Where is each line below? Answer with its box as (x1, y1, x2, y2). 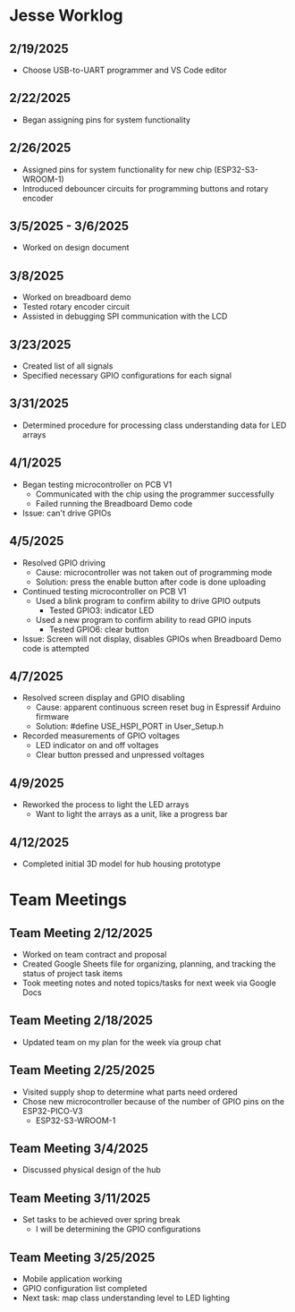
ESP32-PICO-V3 (21, 1105, 83, 1116)
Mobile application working (21, 1274, 122, 1284)
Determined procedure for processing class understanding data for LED (21, 420, 287, 430)
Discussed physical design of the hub (21, 1164, 161, 1175)
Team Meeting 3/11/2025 (9, 1190, 151, 1206)
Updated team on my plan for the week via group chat (21, 1036, 222, 1047)
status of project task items (21, 967, 123, 978)
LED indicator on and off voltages (35, 740, 159, 751)
